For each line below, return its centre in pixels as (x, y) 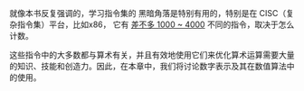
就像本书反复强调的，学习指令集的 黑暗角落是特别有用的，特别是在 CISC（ (148, 13)
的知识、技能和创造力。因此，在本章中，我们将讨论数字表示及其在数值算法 (148, 66)
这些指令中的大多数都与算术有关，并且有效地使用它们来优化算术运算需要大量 (152, 55)
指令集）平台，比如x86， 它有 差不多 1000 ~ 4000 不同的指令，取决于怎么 (156, 24)
